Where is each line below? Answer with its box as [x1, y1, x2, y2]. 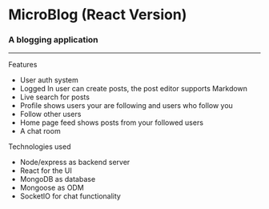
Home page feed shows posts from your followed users [19, 118, 204, 127]
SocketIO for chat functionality [19, 191, 122, 201]
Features [8, 60, 38, 70]
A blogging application [8, 34, 98, 46]
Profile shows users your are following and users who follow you [19, 101, 234, 111]
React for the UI [19, 166, 72, 175]
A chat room [19, 127, 62, 136]
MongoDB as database [19, 175, 96, 184]
